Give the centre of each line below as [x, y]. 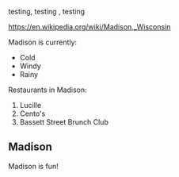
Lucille [30, 105]
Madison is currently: [43, 42]
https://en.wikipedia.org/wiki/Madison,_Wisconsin [89, 27]
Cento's [32, 114]
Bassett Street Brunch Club [64, 122]
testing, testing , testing [47, 12]
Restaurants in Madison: [48, 90]
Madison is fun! [33, 166]
